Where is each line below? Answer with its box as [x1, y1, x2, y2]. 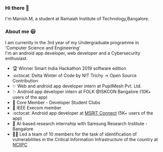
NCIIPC [12, 142, 28, 148]
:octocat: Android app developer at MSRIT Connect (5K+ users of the [12, 110, 154, 116]
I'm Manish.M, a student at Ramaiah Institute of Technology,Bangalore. [5, 16, 150, 22]
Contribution [12, 77, 38, 83]
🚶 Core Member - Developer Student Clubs [12, 99, 101, 105]
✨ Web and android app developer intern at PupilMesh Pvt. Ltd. [12, 83, 142, 89]
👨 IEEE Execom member [12, 104, 62, 111]
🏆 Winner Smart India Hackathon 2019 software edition [12, 65, 126, 71]
